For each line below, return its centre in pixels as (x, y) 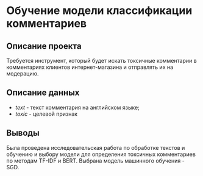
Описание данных (43, 93)
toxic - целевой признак (46, 114)
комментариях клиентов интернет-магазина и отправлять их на (90, 67)
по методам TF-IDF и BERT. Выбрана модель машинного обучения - (95, 160)
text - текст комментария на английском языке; (77, 107)
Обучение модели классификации (99, 11)
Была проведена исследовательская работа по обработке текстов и (96, 147)
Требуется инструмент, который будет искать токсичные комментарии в (101, 61)
